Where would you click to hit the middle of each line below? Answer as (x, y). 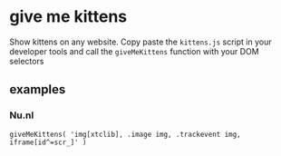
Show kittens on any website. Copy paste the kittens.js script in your (140, 42)
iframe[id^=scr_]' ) (48, 142)
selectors (27, 61)
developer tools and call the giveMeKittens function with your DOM (135, 51)
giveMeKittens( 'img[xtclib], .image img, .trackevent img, (126, 134)
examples (38, 89)
